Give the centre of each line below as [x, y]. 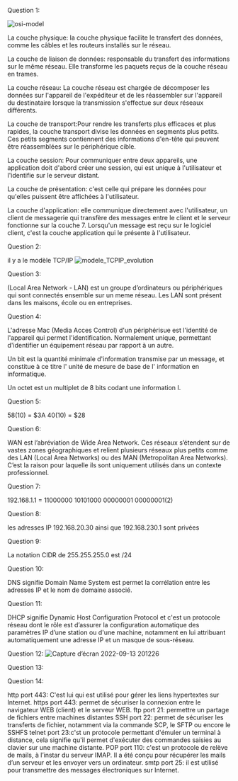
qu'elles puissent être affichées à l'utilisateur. [73, 196]
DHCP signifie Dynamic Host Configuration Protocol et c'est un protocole [114, 617]
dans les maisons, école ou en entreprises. [70, 303]
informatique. [27, 374]
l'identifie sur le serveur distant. [54, 175]
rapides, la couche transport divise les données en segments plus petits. [113, 131]
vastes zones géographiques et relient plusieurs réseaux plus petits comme [118, 450]
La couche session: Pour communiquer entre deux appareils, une [102, 160]
